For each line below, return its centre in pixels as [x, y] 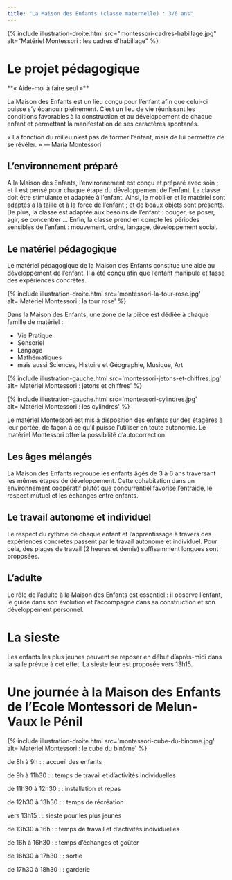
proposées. [24, 556]
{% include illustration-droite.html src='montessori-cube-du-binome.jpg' [111, 741]
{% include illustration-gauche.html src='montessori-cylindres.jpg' [102, 399]
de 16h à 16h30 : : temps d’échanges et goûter [73, 842]
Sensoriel [31, 343]
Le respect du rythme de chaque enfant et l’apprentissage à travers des [109, 534]
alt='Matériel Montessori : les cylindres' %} [69, 407]
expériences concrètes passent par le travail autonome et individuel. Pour [112, 541]
